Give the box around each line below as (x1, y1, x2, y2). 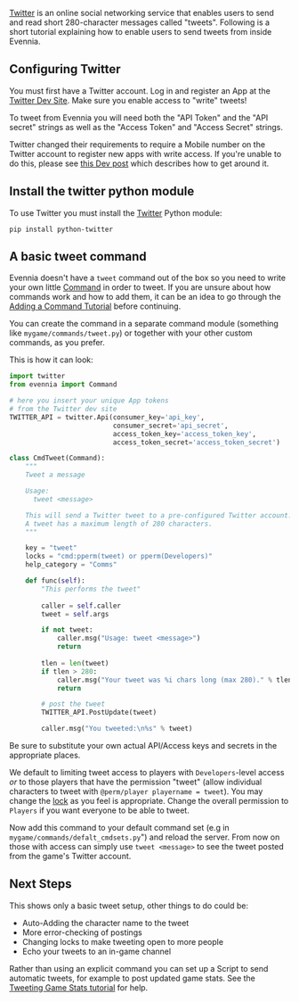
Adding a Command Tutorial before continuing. (9, 301, 182, 311)
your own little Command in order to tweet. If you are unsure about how (9, 282, 271, 293)
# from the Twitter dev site (9, 405, 117, 414)
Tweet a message (25, 470, 86, 480)
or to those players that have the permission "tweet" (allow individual (9, 776, 263, 788)
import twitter (9, 372, 66, 381)
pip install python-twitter (9, 225, 114, 234)
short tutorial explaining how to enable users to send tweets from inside (9, 27, 272, 37)
